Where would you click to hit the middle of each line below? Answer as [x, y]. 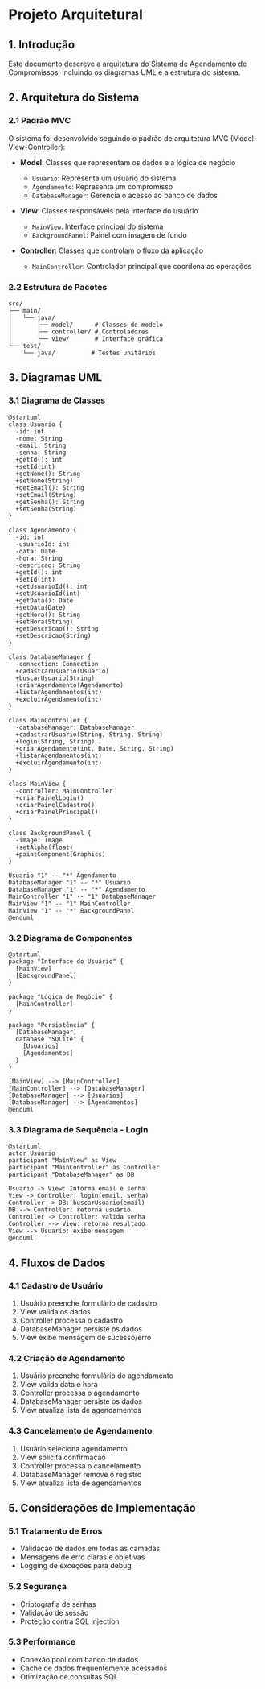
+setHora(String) [45, 622]
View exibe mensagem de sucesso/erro [86, 1337]
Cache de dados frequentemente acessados [94, 1668]
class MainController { [48, 720]
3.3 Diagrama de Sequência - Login [78, 1129]
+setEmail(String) [47, 495]
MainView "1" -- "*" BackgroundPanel [71, 911]
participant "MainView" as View [62, 1161]
